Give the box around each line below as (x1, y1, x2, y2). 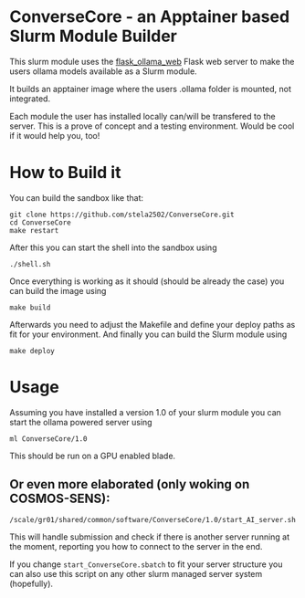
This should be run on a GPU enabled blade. (9, 450, 176, 461)
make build (9, 303, 51, 312)
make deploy (9, 346, 55, 355)
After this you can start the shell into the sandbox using (9, 242, 217, 253)
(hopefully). (9, 578, 53, 589)
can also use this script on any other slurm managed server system (9, 568, 263, 579)
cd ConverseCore (9, 217, 71, 227)
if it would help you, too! (9, 130, 100, 141)
